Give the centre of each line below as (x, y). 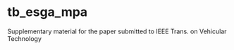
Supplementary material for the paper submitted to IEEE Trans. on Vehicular (117, 31)
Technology (25, 38)
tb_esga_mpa (48, 12)
